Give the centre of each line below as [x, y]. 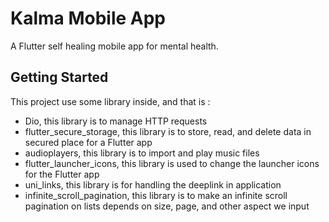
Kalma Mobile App [88, 18]
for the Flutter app [62, 174]
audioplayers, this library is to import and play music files [142, 153]
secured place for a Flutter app [88, 142]
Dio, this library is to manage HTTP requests [116, 121]
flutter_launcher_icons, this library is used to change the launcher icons [172, 163]
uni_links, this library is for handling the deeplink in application [153, 184]
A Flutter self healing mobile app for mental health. [114, 46]
